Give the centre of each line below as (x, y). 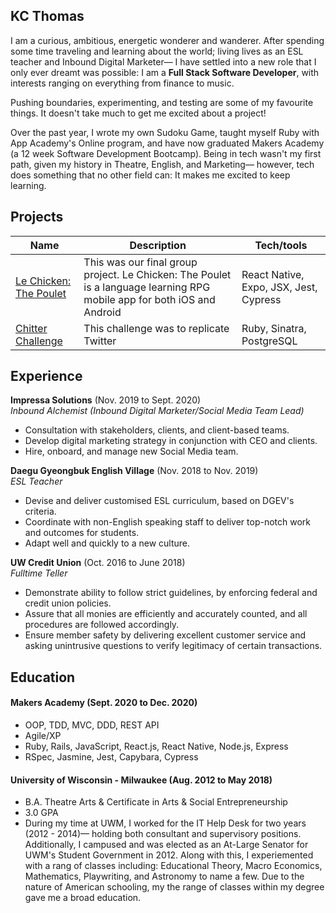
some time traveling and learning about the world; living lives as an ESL (157, 51)
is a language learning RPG (147, 287)
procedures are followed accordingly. (102, 625)
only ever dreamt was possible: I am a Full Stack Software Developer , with (165, 72)
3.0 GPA (41, 813)
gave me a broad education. (83, 898)
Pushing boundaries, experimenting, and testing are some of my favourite (162, 102)
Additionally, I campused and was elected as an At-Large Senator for (166, 845)
